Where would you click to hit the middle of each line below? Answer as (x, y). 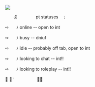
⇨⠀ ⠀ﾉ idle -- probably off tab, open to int (47, 48)
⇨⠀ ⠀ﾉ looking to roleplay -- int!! (38, 69)
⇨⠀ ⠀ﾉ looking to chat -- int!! (34, 58)
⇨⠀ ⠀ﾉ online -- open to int (33, 27)
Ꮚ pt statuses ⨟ (40, 17)
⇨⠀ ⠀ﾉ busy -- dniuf (26, 38)
